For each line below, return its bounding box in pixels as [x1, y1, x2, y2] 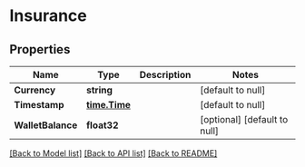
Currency [14, 83, 56, 96]
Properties [9, 42, 71, 57]
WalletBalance [14, 119, 78, 132]
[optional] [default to [199, 113, 289, 125]
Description [139, 69, 192, 81]
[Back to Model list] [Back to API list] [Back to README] [9, 148, 218, 159]
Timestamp [14, 99, 65, 111]
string [85, 83, 113, 96]
